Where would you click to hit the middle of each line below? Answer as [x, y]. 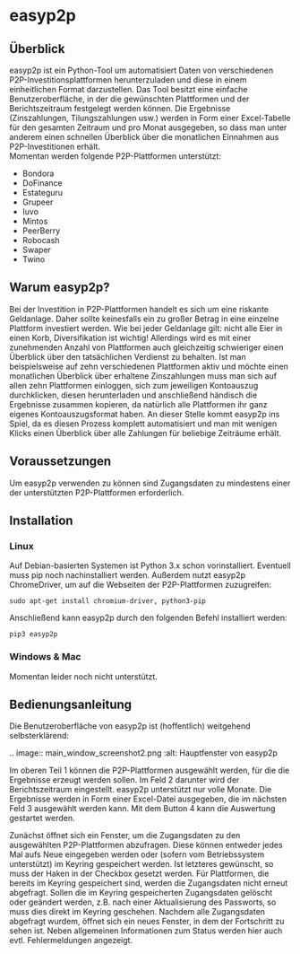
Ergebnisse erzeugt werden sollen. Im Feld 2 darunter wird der [124, 780]
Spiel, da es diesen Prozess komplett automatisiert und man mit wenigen [143, 424]
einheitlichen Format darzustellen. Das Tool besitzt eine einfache [129, 89]
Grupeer [38, 202]
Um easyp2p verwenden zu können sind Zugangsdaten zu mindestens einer [150, 483]
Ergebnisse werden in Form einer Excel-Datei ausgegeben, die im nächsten [148, 799]
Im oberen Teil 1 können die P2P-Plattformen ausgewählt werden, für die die [150, 770]
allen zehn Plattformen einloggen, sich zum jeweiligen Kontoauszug [134, 385]
